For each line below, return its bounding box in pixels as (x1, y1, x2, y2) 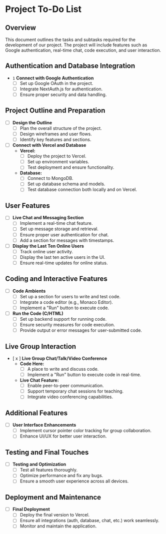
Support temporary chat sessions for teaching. (27, 388, 124, 394)
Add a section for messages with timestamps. (19, 237, 114, 243)
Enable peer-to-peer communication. (27, 383, 104, 389)
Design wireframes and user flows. (19, 131, 92, 137)
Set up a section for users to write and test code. (19, 293, 121, 299)
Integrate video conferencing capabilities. (27, 394, 113, 400)
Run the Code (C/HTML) (12, 310, 63, 316)
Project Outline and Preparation (5, 106, 105, 115)
